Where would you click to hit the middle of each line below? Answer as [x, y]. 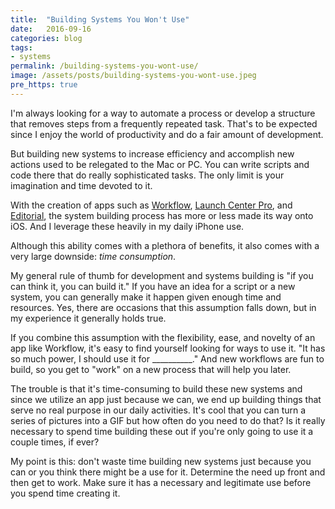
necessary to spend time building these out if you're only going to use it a [162, 431]
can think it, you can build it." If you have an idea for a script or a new [153, 286]
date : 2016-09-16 [51, 29]
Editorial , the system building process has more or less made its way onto [162, 215]
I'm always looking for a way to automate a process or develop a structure [163, 113]
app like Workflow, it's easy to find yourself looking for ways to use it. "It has [168, 348]
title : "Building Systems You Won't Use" [100, 19]
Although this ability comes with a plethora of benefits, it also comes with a [165, 245]
